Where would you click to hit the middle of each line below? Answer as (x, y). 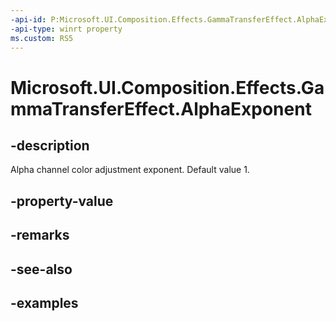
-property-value (62, 201)
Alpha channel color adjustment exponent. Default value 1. (130, 170)
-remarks (40, 235)
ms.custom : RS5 (42, 38)
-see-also (41, 269)
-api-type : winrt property (66, 29)
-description (50, 145)
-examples (44, 302)
